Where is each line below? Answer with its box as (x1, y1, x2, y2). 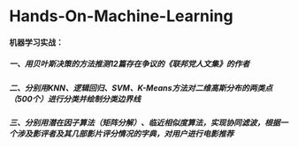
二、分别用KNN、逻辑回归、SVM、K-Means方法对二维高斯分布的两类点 (9, 82, 273, 93)
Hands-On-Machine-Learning (9, 6, 233, 26)
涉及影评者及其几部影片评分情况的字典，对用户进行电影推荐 (16, 129, 234, 139)
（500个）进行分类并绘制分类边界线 (9, 93, 141, 104)
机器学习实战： (9, 37, 64, 48)
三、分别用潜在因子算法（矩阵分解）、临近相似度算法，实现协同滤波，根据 (9, 117, 280, 129)
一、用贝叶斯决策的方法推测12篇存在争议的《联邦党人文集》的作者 (9, 59, 250, 70)
